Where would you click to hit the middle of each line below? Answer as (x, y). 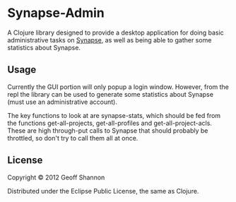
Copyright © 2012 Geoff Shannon (56, 177)
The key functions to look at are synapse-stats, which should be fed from (114, 115)
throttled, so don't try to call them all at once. (73, 138)
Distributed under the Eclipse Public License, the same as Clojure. (103, 191)
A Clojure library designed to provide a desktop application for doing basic (116, 32)
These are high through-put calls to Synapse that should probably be (108, 130)
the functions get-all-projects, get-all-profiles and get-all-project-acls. (110, 123)
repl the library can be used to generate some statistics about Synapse (111, 94)
